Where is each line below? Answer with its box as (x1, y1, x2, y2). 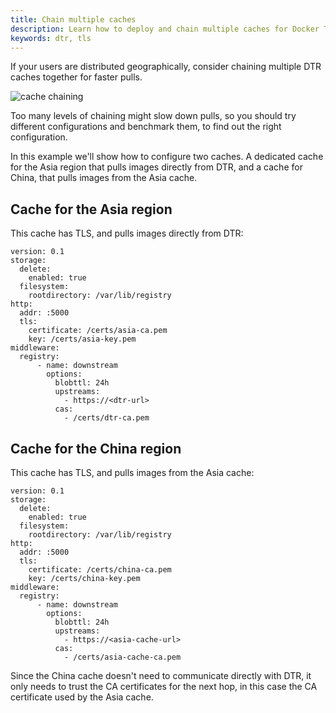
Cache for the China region (10, 440, 182, 457)
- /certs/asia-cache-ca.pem (63, 652, 182, 662)
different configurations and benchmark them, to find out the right (10, 121, 282, 133)
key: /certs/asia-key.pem (28, 334, 137, 345)
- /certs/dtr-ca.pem (63, 413, 150, 423)
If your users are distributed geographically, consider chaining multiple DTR (10, 61, 322, 73)
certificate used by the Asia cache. (10, 691, 154, 703)
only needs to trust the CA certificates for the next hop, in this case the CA (10, 681, 318, 692)
